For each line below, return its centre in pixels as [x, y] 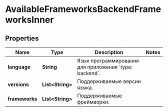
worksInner [29, 20]
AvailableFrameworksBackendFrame [83, 9]
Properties [22, 38]
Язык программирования [108, 61]
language [19, 67]
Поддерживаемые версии [109, 81]
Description [109, 52]
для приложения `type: [105, 67]
